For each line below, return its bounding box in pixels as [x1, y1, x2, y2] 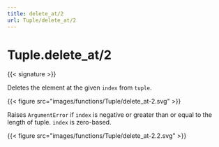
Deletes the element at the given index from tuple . [7, 83, 152, 92]
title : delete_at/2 [7, 10, 64, 17]
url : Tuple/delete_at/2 [7, 17, 77, 24]
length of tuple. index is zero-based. [7, 118, 112, 127]
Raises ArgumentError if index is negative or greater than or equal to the [7, 111, 213, 119]
